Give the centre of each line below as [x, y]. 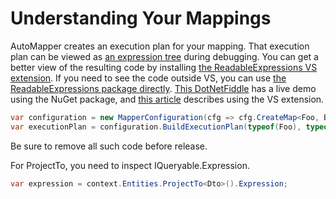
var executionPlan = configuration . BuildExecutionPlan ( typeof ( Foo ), [156, 127]
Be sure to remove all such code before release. [109, 146]
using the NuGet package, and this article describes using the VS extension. [167, 99]
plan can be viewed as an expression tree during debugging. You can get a [164, 56]
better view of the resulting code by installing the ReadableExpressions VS [164, 67]
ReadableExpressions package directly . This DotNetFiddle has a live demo [163, 88]
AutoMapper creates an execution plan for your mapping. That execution [160, 46]
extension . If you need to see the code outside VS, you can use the [148, 78]
